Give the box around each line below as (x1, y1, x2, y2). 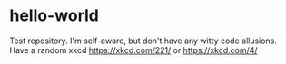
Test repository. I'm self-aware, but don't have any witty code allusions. (9, 35, 277, 46)
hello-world (9, 5, 100, 26)
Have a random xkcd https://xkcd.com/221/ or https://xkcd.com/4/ (9, 44, 258, 55)
